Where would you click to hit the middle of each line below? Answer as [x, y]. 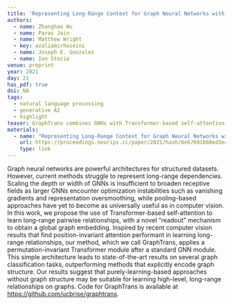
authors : [20, 20]
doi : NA [18, 91]
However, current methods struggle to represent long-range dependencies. [115, 176]
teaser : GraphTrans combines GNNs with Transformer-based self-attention [116, 123]
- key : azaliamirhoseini [49, 46]
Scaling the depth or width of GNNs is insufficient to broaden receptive [109, 183]
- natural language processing [59, 104]
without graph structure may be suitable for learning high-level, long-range [114, 279]
